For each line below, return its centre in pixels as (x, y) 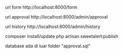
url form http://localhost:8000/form (41, 7)
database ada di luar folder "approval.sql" (48, 46)
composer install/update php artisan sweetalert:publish (62, 36)
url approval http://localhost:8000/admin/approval (57, 17)
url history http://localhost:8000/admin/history (53, 26)
